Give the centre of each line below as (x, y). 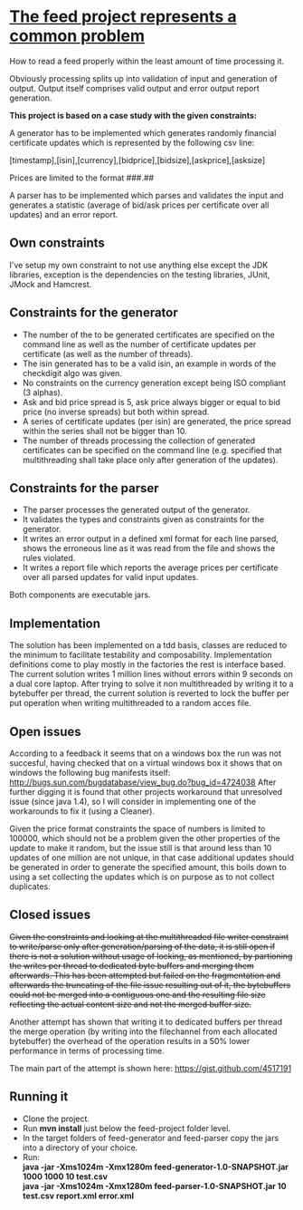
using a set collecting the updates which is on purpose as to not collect (142, 877)
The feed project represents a (123, 17)
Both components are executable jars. (80, 595)
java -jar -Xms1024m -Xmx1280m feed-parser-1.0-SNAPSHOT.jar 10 (154, 1186)
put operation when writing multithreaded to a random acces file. (130, 703)
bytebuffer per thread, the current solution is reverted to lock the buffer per (149, 693)
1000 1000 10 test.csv (65, 1176)
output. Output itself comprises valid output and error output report (134, 88)
